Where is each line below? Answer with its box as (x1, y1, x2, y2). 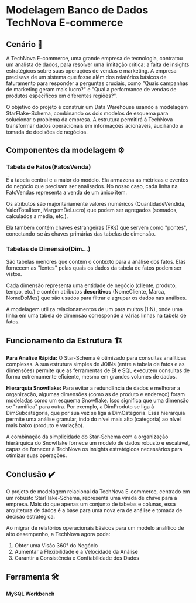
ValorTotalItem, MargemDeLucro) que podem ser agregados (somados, (6, 206, 178, 213)
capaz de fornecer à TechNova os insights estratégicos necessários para (6, 445, 183, 452)
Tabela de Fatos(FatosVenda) (6, 163, 91, 171)
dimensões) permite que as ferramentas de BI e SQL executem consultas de (6, 367, 190, 374)
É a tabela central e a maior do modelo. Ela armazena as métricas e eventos (6, 176, 189, 183)
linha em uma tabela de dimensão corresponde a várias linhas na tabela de (6, 312, 187, 319)
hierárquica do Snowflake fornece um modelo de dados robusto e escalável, (6, 439, 190, 446)
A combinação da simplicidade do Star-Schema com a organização (6, 433, 169, 440)
